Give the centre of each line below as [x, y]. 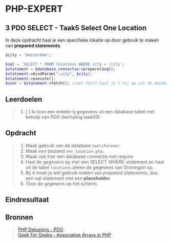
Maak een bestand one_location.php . [65, 151]
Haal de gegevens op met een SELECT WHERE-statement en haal [95, 161]
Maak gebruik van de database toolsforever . [73, 145]
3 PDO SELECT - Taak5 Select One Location [76, 28]
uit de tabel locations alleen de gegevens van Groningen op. [90, 167]
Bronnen [19, 217]
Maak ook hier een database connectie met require [79, 156]
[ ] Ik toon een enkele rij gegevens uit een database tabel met [90, 112]
